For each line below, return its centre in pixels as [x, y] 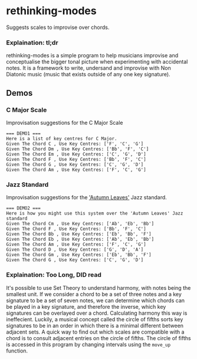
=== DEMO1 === [24, 133]
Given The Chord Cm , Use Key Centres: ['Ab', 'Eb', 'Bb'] [80, 224]
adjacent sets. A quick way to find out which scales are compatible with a [95, 332]
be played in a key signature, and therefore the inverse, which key [86, 306]
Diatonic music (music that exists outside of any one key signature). [88, 75]
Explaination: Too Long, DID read [54, 275]
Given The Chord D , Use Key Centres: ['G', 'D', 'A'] [75, 250]
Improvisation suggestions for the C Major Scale [65, 122]
